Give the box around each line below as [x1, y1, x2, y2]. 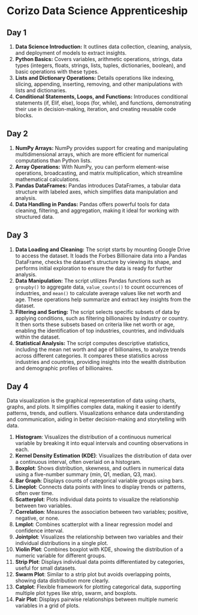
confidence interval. [15, 527, 64, 534]
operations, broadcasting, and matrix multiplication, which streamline [15, 169, 183, 176]
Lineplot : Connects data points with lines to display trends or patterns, [15, 483, 186, 490]
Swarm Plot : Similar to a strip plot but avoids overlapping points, [15, 571, 172, 578]
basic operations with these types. [15, 68, 99, 75]
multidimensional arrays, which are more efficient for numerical [15, 151, 169, 158]
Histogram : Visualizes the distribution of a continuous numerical [15, 433, 172, 440]
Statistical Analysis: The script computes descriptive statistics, [15, 339, 170, 346]
